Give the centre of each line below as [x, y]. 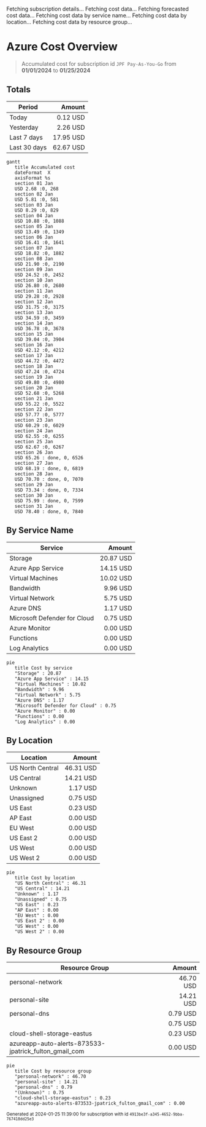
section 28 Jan [34, 474]
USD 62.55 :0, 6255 [39, 436]
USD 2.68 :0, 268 [37, 189]
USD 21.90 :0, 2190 [39, 264]
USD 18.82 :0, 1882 [39, 253]
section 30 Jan [34, 495]
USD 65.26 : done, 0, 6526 [49, 457]
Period [28, 107]
